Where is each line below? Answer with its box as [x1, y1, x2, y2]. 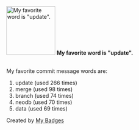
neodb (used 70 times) [15, 98, 73, 106]
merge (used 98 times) [15, 86, 73, 93]
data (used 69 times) [15, 105, 68, 112]
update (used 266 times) [15, 79, 77, 86]
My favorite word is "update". [56, 49, 134, 56]
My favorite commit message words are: [6, 67, 108, 75]
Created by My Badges [6, 117, 64, 124]
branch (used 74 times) [15, 92, 74, 99]
